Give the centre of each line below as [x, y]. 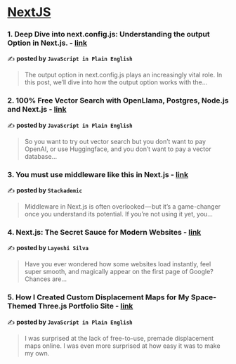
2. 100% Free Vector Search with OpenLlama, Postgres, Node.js [118, 100]
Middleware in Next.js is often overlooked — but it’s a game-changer [123, 207]
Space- [203, 297]
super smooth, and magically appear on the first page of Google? [119, 272]
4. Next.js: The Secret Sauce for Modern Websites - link [104, 232]
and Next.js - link [37, 110]
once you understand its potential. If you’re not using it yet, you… [118, 214]
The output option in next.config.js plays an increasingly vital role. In [123, 75]
